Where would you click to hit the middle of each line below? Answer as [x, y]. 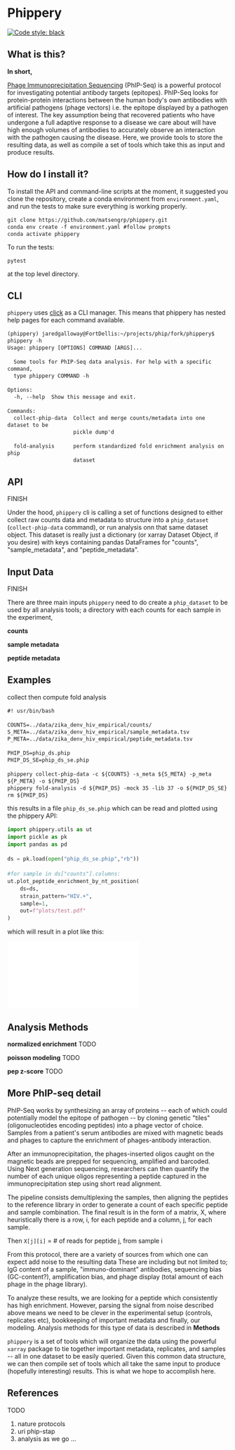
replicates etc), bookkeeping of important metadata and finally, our [104, 1320]
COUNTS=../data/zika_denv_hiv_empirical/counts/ [80, 725]
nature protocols [41, 1423]
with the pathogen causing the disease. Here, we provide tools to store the [115, 137]
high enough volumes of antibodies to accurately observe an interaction [111, 130]
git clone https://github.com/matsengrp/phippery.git [88, 220]
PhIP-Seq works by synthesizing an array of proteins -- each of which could [117, 1110]
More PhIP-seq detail [54, 1093]
